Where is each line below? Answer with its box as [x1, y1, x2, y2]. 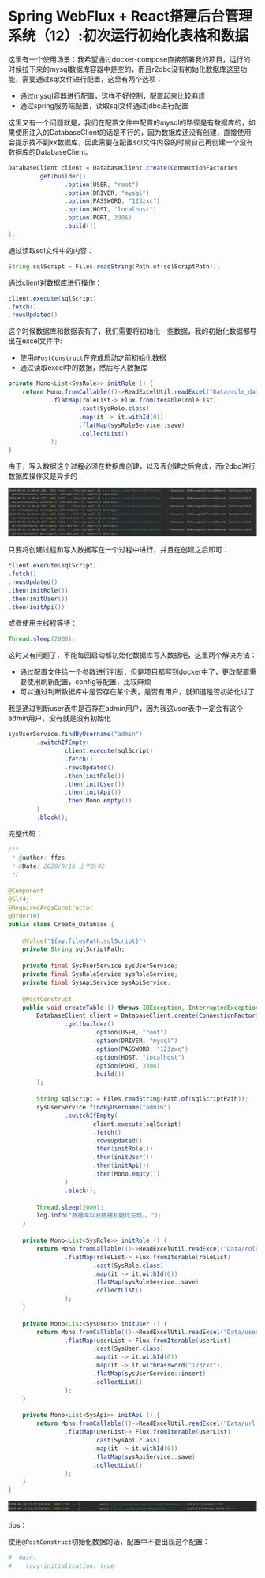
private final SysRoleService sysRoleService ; [22, 970, 178, 978]
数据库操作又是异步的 [8, 471, 77, 481]
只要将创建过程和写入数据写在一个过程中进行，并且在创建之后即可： [8, 545, 230, 555]
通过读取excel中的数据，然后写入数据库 [19, 363, 148, 372]
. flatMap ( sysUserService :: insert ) [92, 1370, 207, 1378]
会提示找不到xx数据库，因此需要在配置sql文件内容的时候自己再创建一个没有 [8, 137, 254, 147]
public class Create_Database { [8, 920, 114, 928]
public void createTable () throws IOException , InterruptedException [22, 1004, 259, 1011]
